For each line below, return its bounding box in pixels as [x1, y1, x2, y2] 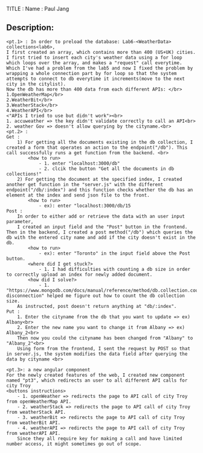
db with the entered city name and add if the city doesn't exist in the [6, 234, 196, 241]
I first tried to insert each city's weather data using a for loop [6, 54, 182, 60]
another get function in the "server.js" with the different [6, 181, 164, 187]
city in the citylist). [6, 81, 66, 87]
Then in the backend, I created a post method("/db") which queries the [6, 229, 193, 235]
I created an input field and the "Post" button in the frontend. [17, 224, 188, 230]
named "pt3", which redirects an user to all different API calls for [6, 377, 188, 383]
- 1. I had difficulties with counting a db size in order [38, 266, 190, 272]
